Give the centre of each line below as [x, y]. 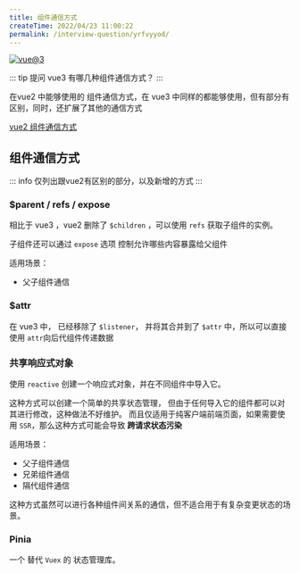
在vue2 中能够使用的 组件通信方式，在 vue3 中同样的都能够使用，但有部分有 [150, 97]
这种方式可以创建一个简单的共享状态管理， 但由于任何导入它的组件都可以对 [147, 403]
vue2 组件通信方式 [43, 127]
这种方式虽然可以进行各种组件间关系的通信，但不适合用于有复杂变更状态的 [146, 504]
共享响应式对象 [42, 362]
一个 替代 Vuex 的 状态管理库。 [65, 560]
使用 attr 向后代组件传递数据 [62, 337]
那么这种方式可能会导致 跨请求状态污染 [111, 426]
